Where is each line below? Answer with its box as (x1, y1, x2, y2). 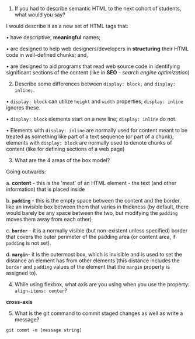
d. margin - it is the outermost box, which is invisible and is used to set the (6, 251, 183, 258)
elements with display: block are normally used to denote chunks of (6, 139, 172, 146)
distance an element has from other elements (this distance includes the (6, 257, 180, 264)
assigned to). (6, 269, 38, 276)
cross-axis (6, 299, 33, 305)
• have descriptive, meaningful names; (6, 34, 101, 40)
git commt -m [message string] (6, 327, 82, 333)
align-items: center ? (14, 287, 67, 294)
